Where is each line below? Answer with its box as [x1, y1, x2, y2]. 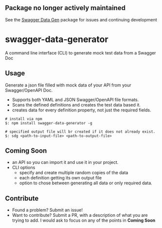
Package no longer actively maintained [5, 4, 126, 12]
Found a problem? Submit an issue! [12, 207, 83, 213]
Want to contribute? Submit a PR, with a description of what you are [12, 212, 148, 218]
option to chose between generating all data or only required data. [19, 180, 152, 186]
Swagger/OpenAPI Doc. [5, 87, 53, 93]
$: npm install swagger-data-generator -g [5, 121, 92, 125]
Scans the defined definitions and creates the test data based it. [12, 102, 141, 107]
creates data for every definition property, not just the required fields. [12, 107, 151, 113]
